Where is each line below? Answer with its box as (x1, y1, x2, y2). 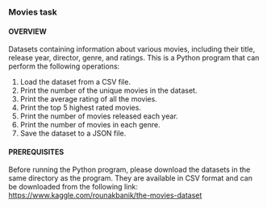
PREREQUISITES (8, 147, 65, 156)
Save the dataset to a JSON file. (19, 128, 127, 139)
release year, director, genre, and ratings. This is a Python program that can (8, 53, 260, 63)
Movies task (8, 6, 58, 18)
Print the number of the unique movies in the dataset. (19, 85, 198, 95)
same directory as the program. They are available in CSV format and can (8, 173, 252, 183)
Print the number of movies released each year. (19, 111, 179, 121)
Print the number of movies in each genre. (19, 120, 161, 130)
